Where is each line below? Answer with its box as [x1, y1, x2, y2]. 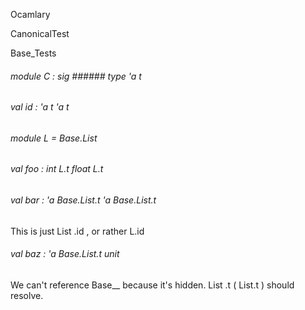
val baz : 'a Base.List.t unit [10, 248, 120, 260]
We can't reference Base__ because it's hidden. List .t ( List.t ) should [10, 279, 295, 291]
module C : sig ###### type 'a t [10, 70, 142, 82]
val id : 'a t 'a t [10, 101, 70, 113]
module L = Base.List [10, 132, 98, 144]
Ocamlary [10, 9, 51, 20]
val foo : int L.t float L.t [10, 163, 104, 175]
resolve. [10, 289, 44, 301]
